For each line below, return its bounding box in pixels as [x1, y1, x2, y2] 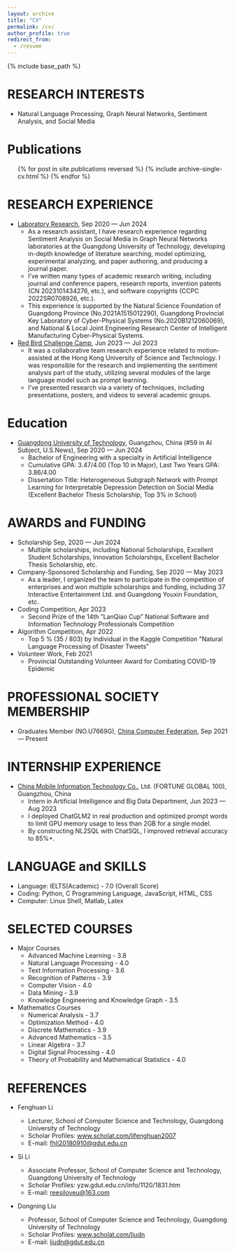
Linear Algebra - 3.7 [27, 1040, 86, 1049]
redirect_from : [7, 36, 52, 43]
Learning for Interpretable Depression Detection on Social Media [27, 483, 214, 491]
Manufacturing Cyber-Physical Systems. [27, 331, 145, 339]
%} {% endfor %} [40, 172, 91, 180]
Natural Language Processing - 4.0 [27, 959, 129, 968]
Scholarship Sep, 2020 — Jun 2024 [17, 538, 121, 546]
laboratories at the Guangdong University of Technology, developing [27, 242, 226, 250]
